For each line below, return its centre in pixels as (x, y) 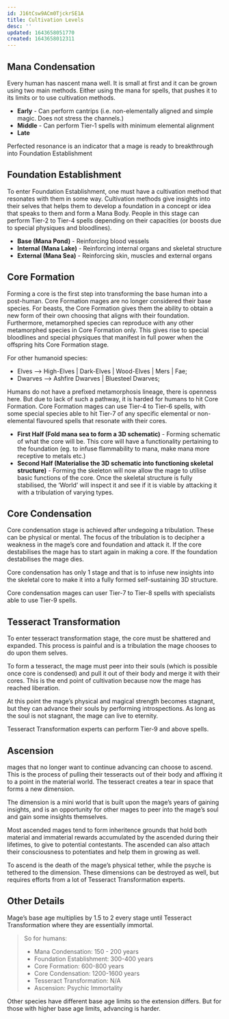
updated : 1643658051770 (41, 33)
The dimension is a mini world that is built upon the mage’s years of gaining (113, 802)
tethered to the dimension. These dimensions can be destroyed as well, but (113, 872)
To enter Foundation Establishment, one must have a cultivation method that (114, 191)
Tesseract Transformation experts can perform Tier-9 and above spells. (108, 729)
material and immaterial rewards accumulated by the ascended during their (113, 837)
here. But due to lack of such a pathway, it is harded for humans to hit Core (113, 399)
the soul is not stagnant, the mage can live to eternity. (83, 716)
